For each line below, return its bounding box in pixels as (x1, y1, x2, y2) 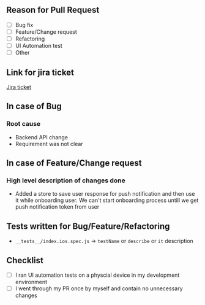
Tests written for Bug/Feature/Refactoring (6, 221, 170, 231)
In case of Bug (6, 101, 62, 112)
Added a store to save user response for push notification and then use (15, 190, 195, 198)
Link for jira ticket (6, 67, 75, 77)
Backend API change (15, 133, 69, 141)
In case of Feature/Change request (6, 158, 142, 168)
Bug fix (15, 21, 34, 28)
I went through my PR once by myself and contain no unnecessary (15, 285, 183, 292)
